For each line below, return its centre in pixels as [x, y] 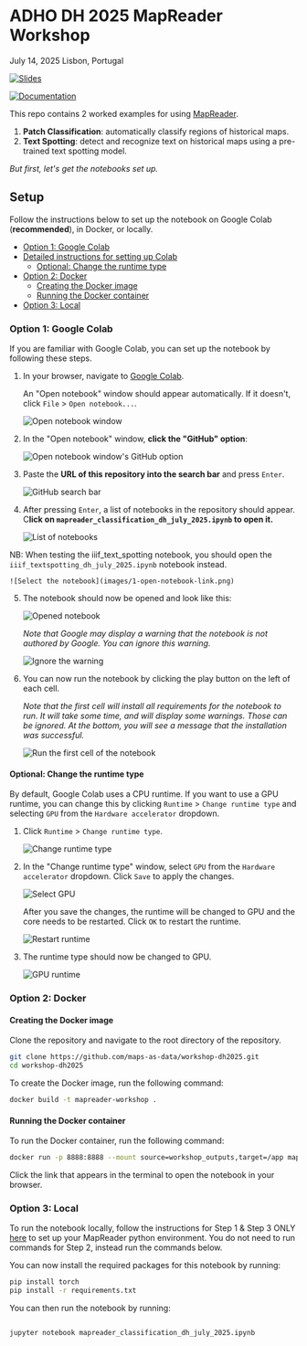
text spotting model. [90, 151]
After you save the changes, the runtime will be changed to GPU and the [159, 912]
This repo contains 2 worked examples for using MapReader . [124, 113]
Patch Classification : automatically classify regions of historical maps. [156, 131]
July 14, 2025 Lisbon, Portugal [67, 60]
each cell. [41, 689]
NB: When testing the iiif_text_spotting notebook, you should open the [141, 555]
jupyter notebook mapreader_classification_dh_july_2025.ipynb [132, 1333]
